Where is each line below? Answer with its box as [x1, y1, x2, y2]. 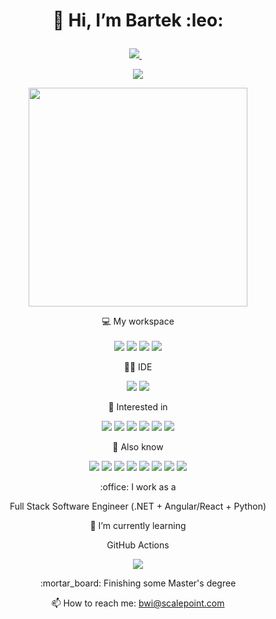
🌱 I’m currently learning [89, 520, 187, 532]
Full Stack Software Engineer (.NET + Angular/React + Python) [9, 500, 267, 513]
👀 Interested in [108, 401, 168, 413]
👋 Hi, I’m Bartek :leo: [52, 9, 224, 32]
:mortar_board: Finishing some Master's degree [39, 577, 237, 589]
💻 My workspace [101, 315, 175, 328]
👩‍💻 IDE [123, 361, 153, 373]
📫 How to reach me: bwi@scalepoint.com [51, 597, 225, 609]
